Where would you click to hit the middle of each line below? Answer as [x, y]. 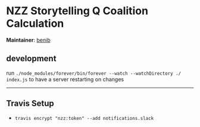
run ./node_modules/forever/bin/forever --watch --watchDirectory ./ [94, 73]
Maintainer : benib [28, 40]
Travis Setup [30, 104]
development [31, 58]
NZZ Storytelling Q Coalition [77, 11]
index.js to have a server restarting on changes [65, 79]
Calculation [35, 23]
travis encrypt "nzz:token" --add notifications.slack [84, 118]
